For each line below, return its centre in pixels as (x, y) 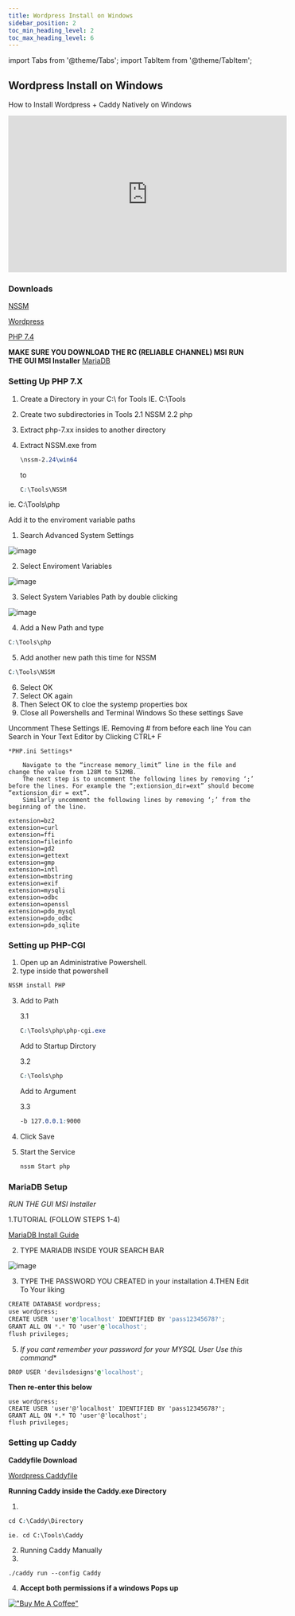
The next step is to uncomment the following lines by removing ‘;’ (138, 779)
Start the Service (47, 1151)
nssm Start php (45, 1166)
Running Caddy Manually (61, 1550)
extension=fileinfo (41, 842)
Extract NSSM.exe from (58, 445)
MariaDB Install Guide (44, 1235)
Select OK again (46, 696)
